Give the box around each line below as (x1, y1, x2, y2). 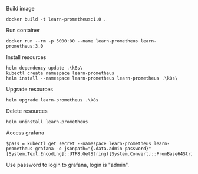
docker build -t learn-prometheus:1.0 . (6, 17, 107, 22)
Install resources (6, 54, 47, 61)
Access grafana (6, 129, 45, 136)
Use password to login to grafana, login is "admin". (6, 162, 130, 168)
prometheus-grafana (6, 146, 54, 152)
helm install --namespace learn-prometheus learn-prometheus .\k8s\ (6, 75, 178, 81)
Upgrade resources (6, 86, 54, 93)
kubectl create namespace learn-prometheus (6, 70, 115, 76)
